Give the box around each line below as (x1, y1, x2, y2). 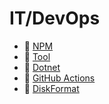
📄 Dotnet (23, 61, 61, 73)
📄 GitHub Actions (23, 72, 96, 84)
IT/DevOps (9, 7, 101, 30)
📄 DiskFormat (23, 82, 80, 94)
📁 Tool (23, 50, 51, 62)
